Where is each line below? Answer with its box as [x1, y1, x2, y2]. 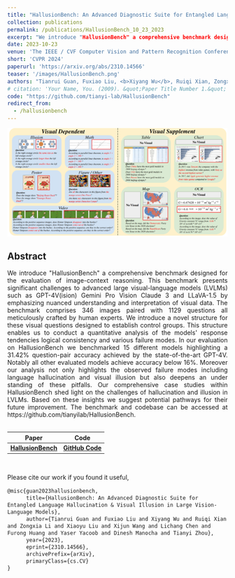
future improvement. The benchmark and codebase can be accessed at [7, 403, 228, 412]
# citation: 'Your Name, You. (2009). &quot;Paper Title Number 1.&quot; [7, 85, 227, 93]
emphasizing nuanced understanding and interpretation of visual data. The [7, 299, 228, 307]
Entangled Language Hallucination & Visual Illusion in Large [7, 502, 192, 509]
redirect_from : [7, 100, 52, 107]
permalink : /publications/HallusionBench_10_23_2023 [7, 26, 164, 33]
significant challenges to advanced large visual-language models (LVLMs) [7, 284, 228, 293]
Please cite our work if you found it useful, [7, 473, 129, 481]
